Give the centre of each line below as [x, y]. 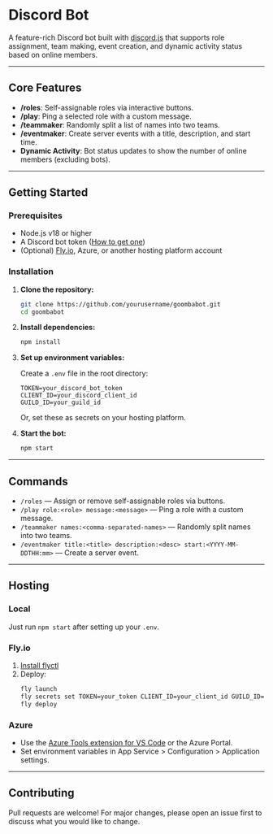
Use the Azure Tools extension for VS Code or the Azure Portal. [126, 742]
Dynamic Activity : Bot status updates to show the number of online [134, 150]
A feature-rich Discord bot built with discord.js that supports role [117, 37]
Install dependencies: [58, 328]
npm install [40, 342]
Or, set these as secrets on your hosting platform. [103, 418]
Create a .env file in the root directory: [84, 374]
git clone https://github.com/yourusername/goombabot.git [120, 304]
